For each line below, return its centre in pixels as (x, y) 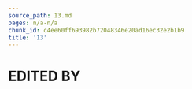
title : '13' (28, 37)
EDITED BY (44, 76)
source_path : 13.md (40, 15)
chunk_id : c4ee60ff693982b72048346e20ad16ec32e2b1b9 (96, 30)
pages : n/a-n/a (33, 23)
